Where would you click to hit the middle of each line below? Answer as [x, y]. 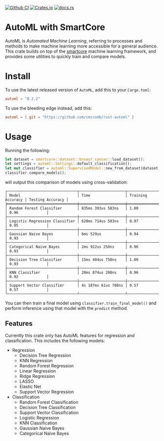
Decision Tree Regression [45, 355]
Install [18, 76]
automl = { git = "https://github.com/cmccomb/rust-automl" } [70, 117]
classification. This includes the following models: [55, 341]
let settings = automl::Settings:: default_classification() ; [69, 164]
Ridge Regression [37, 376]
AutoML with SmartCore [55, 27]
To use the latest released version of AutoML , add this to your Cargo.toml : [78, 90]
